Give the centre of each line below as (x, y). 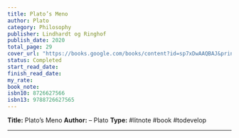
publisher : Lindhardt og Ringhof (57, 34)
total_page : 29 (30, 47)
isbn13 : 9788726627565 (41, 100)
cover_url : (23, 54)
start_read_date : (33, 67)
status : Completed (34, 60)
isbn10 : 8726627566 (36, 93)
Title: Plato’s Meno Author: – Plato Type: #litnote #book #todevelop (107, 120)
